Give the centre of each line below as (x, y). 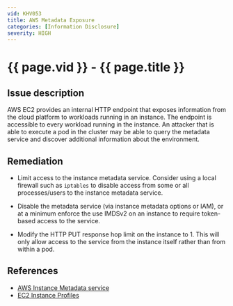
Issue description (46, 93)
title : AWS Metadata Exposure (51, 20)
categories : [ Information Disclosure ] (63, 26)
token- (211, 214)
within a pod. (36, 249)
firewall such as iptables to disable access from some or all (103, 186)
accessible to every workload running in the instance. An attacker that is (111, 124)
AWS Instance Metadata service (63, 288)
